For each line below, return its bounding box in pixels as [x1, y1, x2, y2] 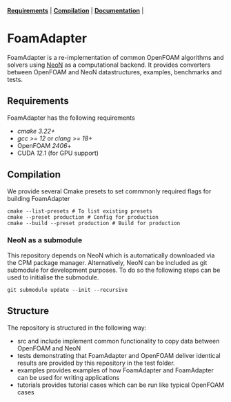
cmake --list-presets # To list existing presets [7, 207, 153, 215]
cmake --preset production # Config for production [7, 213, 159, 220]
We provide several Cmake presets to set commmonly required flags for [7, 187, 212, 195]
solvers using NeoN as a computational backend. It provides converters [7, 61, 211, 69]
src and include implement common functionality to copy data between [17, 337, 220, 345]
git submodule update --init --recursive [7, 286, 128, 293]
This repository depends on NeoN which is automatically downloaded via [7, 251, 215, 260]
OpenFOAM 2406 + [17, 141, 72, 149]
